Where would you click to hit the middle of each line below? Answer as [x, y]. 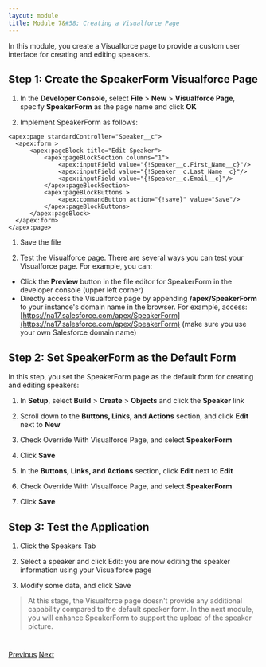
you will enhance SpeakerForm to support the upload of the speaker [140, 618]
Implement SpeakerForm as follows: [78, 122]
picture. [40, 626]
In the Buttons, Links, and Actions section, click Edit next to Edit [126, 471]
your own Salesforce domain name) [78, 332]
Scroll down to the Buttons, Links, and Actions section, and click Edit [134, 416]
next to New [40, 425]
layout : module [33, 16]
